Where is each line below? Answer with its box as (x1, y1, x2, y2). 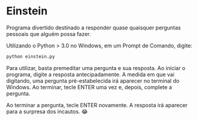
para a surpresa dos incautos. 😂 (6, 108, 88, 115)
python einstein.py (6, 53, 55, 59)
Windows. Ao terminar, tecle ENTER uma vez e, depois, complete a (6, 83, 173, 90)
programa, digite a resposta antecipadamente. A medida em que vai (6, 71, 175, 78)
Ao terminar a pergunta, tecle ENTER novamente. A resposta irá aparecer (6, 101, 188, 108)
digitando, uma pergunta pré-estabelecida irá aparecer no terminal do (6, 77, 179, 84)
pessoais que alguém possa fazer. (6, 30, 91, 37)
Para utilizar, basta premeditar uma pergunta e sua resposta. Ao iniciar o (6, 64, 185, 71)
